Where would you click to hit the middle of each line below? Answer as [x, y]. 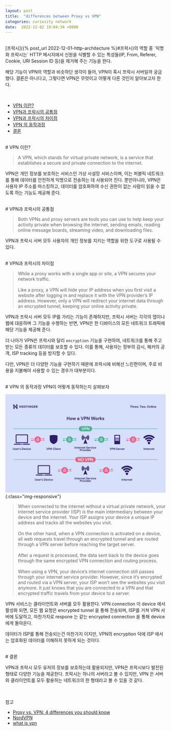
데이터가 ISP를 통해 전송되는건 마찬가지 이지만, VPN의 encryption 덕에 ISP [80, 634]
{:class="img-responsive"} [33, 497]
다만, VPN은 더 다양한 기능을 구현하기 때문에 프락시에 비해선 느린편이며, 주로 [81, 364]
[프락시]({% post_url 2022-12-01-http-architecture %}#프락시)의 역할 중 [79, 48]
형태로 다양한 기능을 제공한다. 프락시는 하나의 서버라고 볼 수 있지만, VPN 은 [80, 674]
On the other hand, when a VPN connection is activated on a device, [89, 534]
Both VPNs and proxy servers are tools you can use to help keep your [91, 219]
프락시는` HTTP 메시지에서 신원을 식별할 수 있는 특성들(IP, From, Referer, [83, 55]
